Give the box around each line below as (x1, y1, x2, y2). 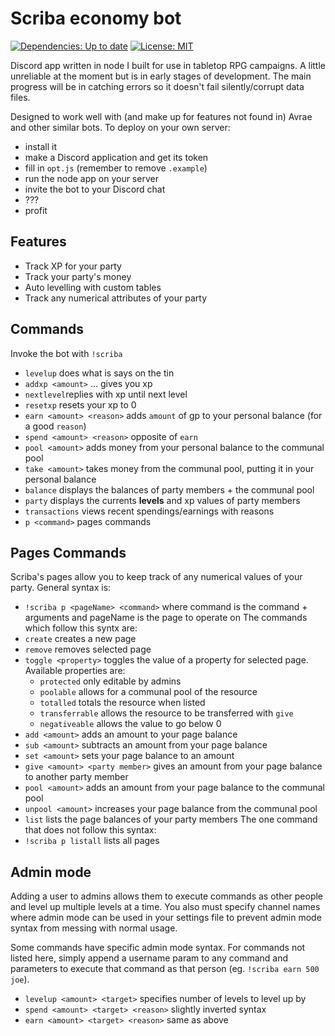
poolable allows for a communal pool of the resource (39, 686, 258, 698)
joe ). (10, 973, 30, 986)
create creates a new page (24, 633, 137, 645)
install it (24, 140, 58, 152)
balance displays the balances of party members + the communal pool (24, 483, 315, 496)
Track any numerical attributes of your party (24, 292, 207, 304)
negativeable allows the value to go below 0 (39, 718, 222, 730)
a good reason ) (24, 420, 87, 432)
